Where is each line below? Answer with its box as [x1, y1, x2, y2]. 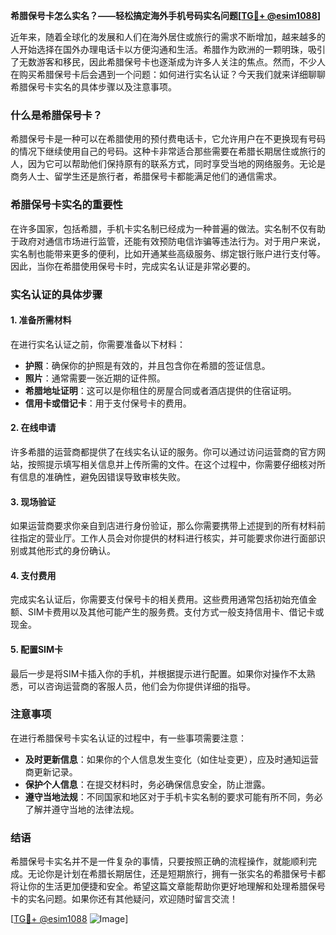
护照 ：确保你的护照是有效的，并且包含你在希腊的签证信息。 [24, 359, 271, 371]
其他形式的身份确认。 [27, 545, 116, 557]
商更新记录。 [24, 765, 78, 778]
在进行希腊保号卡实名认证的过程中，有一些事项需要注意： [10, 732, 247, 744]
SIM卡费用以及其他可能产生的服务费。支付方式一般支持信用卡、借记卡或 [27, 606, 325, 618]
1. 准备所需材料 [10, 314, 72, 326]
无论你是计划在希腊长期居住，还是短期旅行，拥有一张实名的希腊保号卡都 [27, 868, 326, 880]
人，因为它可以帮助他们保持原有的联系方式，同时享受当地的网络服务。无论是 [10, 158, 326, 170]
